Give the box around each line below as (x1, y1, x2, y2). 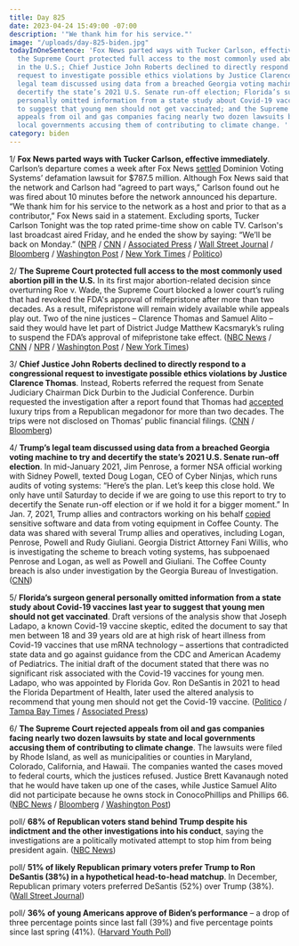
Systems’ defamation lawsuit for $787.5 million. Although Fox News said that (9, 172, 289, 183)
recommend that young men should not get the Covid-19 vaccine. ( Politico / (9, 696, 287, 707)
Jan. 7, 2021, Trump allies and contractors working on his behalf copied (9, 508, 271, 519)
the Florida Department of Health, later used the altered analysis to (9, 687, 255, 697)
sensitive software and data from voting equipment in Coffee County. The (9, 518, 279, 529)
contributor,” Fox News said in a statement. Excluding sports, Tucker (9, 210, 260, 221)
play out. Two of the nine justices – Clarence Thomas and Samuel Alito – (9, 313, 274, 324)
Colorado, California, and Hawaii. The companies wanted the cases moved (9, 761, 283, 771)
